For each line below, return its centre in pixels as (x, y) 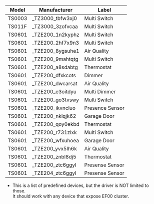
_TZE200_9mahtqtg (55, 59)
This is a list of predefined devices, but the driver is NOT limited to (80, 185)
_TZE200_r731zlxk (54, 132)
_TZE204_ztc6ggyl (54, 173)
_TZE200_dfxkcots (54, 75)
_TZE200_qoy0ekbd (56, 124)
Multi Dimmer (100, 91)
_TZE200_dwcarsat (55, 83)
